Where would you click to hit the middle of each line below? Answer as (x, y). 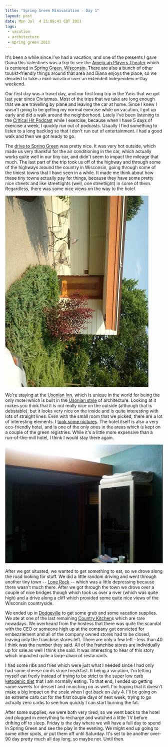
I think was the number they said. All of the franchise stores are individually (82, 645)
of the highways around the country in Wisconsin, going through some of (80, 167)
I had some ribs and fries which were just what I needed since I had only (79, 665)
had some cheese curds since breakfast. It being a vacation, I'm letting (78, 671)
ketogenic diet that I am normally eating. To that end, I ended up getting (79, 681)
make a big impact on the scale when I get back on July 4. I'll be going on (81, 692)
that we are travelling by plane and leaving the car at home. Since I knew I (81, 104)
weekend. (15, 84)
